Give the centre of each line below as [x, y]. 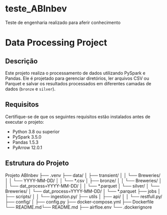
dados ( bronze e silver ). [30, 89]
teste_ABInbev [36, 9]
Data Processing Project [56, 43]
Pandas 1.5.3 [25, 142]
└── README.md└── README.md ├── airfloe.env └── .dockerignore [79, 207]
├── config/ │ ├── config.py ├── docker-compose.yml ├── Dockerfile [80, 202]
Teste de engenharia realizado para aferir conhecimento [63, 22]
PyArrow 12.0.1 [27, 147]
